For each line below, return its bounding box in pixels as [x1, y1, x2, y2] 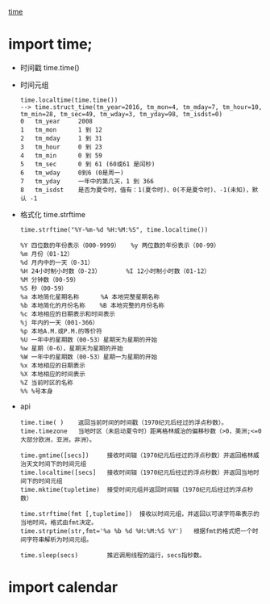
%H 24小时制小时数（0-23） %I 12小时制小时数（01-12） [19, 266, 211, 275]
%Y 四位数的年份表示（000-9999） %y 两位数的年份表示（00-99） [19, 241, 220, 250]
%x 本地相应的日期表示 [19, 361, 86, 370]
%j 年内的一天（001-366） [19, 318, 99, 326]
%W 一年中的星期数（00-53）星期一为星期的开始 [19, 353, 158, 361]
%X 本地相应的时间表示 [19, 370, 86, 378]
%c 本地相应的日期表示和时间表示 [19, 310, 115, 318]
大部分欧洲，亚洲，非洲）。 [19, 435, 96, 443]
